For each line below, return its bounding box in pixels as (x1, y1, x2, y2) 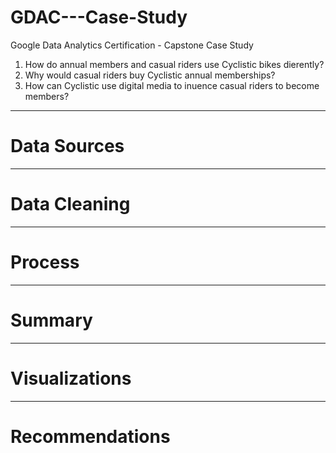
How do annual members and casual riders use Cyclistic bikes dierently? (24, 58, 325, 70)
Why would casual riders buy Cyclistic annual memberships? (24, 69, 276, 81)
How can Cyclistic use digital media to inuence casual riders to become (24, 79, 320, 91)
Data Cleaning (10, 193, 131, 216)
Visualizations (10, 367, 132, 390)
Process (10, 251, 80, 273)
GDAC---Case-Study (10, 6, 188, 29)
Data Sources (10, 135, 125, 158)
